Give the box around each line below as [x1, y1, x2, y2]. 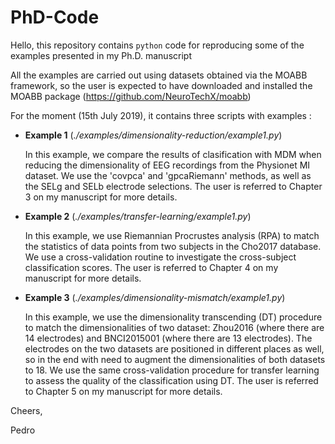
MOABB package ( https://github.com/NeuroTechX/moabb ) [10, 90, 252, 102]
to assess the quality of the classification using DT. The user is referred [24, 374, 319, 386]
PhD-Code [10, 6, 100, 29]
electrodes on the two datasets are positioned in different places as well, [24, 342, 325, 355]
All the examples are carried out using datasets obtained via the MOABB [10, 69, 308, 81]
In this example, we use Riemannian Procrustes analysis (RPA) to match [24, 229, 320, 241]
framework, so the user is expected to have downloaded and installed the [10, 79, 313, 91]
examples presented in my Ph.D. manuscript [10, 49, 192, 61]
